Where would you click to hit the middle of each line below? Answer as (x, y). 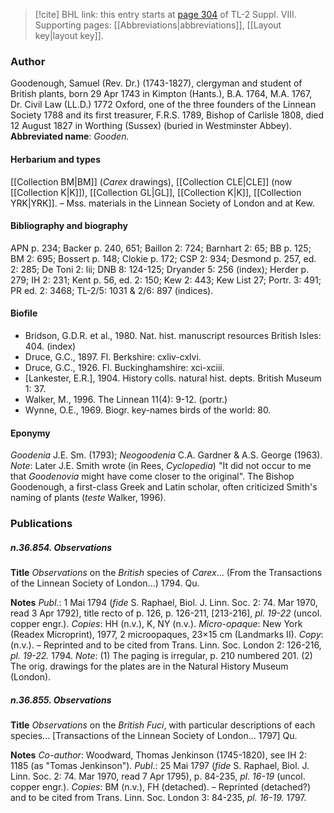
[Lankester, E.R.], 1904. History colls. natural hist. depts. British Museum (173, 378)
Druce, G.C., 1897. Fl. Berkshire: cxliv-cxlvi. (113, 356)
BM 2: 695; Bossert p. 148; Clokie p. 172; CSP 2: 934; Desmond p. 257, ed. (163, 258)
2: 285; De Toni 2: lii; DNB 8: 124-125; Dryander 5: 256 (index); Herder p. (160, 269)
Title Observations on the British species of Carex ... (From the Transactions (166, 572)
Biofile (24, 313)
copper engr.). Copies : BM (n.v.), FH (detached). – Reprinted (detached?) (160, 786)
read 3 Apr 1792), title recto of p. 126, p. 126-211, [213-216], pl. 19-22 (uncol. (166, 613)
